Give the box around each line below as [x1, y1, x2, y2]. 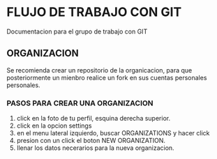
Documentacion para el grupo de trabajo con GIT [6, 27, 148, 36]
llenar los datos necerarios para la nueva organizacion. [16, 144, 175, 152]
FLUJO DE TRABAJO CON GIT [6, 4, 182, 20]
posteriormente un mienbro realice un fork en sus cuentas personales [6, 73, 207, 82]
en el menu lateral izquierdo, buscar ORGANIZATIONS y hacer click [16, 129, 210, 137]
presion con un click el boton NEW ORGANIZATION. [16, 137, 165, 145]
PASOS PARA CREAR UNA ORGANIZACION [6, 98, 154, 108]
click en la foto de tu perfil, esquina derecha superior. [16, 114, 171, 123]
